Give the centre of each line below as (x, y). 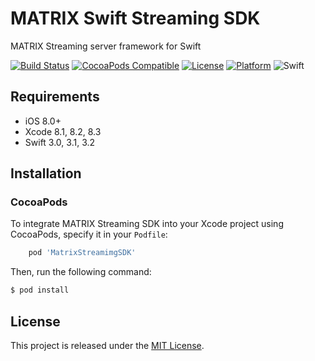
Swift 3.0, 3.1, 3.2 (60, 142)
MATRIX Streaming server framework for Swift (106, 46)
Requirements (55, 97)
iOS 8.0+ (43, 121)
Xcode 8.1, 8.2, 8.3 (63, 131)
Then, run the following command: (81, 272)
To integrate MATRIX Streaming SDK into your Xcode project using (147, 224)
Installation (46, 173)
